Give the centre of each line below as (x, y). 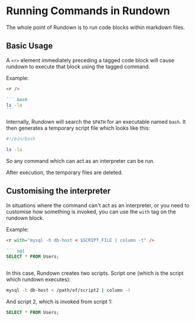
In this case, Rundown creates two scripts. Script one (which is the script (95, 273)
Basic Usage (30, 46)
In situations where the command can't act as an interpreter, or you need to (98, 205)
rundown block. (25, 218)
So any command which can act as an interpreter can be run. (80, 161)
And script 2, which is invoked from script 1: (59, 302)
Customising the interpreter (58, 191)
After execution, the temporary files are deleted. (64, 172)
